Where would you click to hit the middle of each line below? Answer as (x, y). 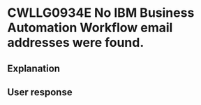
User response (40, 92)
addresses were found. (76, 43)
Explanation (34, 68)
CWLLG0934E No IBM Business (101, 13)
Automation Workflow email (90, 28)
